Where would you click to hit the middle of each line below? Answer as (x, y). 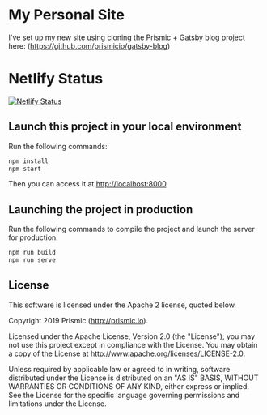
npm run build (32, 253)
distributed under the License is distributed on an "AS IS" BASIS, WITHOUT (133, 378)
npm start (25, 169)
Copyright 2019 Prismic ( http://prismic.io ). (78, 320)
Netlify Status (56, 79)
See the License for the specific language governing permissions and (124, 395)
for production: (33, 237)
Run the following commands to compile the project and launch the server (131, 229)
